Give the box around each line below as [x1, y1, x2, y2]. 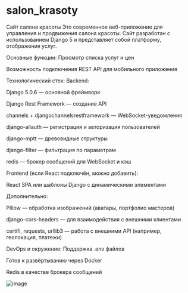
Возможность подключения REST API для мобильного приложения [6, 65, 177, 72]
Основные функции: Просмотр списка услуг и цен [6, 54, 134, 61]
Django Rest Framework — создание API [6, 100, 107, 107]
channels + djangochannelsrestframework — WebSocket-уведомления [6, 112, 183, 119]
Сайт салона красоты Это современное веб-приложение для [6, 23, 163, 30]
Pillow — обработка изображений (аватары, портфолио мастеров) [6, 204, 175, 211]
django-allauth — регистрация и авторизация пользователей [6, 123, 161, 130]
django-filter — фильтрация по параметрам [6, 146, 116, 153]
